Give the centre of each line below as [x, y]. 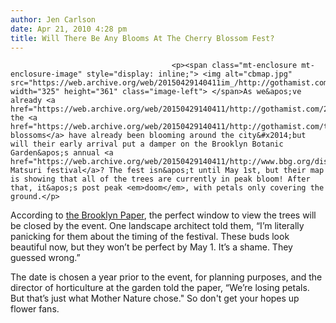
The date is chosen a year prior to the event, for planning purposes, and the [166, 277]
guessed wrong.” [45, 258]
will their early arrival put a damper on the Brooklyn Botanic [147, 144]
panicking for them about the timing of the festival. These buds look [150, 237]
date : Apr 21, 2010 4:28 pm [69, 29]
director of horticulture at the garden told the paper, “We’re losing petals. [160, 288]
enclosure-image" [46, 74]
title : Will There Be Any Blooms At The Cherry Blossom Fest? [142, 38]
